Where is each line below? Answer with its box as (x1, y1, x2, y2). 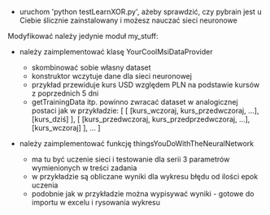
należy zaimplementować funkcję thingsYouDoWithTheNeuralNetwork (19, 139, 255, 148)
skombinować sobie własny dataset (31, 62, 151, 72)
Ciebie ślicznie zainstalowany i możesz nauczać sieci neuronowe (19, 15, 237, 25)
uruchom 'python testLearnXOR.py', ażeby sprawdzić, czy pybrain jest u (19, 7, 262, 16)
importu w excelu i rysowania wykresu (31, 198, 160, 207)
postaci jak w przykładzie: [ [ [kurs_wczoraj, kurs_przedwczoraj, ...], (31, 105, 259, 115)
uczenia (31, 180, 59, 190)
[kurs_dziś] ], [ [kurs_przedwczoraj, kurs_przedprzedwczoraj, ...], (31, 114, 250, 124)
